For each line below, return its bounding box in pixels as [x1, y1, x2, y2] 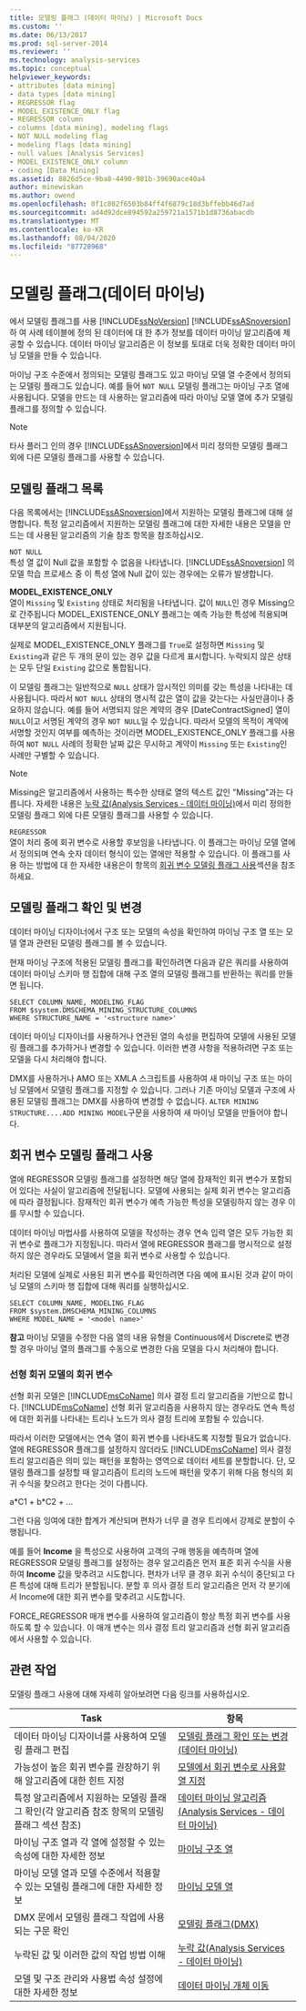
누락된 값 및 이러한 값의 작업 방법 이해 [14, 1948, 166, 1961]
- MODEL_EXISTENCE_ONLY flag [9, 107, 120, 116]
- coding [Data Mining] [9, 166, 100, 175]
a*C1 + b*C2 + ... [9, 1496, 74, 1507]
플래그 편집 [25, 1743, 70, 1756]
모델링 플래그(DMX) [177, 1917, 260, 1930]
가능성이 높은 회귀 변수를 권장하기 [14, 1761, 150, 1773]
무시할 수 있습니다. [18, 1207, 85, 1218]
